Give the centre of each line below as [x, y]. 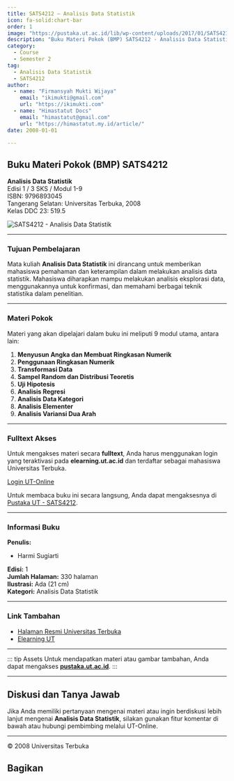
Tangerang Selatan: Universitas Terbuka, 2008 [74, 203]
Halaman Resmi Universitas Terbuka [69, 631]
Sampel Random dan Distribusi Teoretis [76, 376]
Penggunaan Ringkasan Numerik [66, 362]
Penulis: [19, 542]
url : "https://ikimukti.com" [62, 105]
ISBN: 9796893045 [35, 196]
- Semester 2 [32, 59]
